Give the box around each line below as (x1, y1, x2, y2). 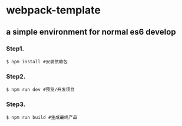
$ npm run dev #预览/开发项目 (6, 87, 75, 93)
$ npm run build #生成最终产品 (6, 115, 78, 121)
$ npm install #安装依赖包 (6, 59, 68, 64)
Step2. (6, 72, 26, 80)
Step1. (6, 45, 25, 53)
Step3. (6, 100, 26, 108)
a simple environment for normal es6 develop (6, 27, 176, 37)
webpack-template (6, 4, 101, 17)
